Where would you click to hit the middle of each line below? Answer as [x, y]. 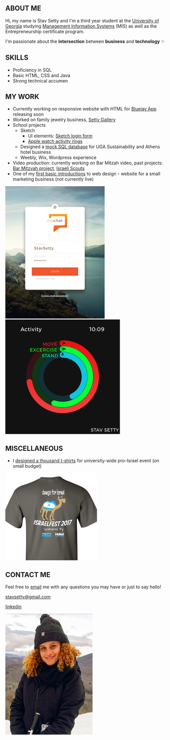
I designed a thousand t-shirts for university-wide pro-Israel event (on [86, 461]
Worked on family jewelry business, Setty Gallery [64, 120]
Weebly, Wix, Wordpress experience [58, 158]
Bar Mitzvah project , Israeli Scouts [49, 168]
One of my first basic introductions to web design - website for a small [86, 174]
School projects [29, 125]
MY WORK [22, 97]
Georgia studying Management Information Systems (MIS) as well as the [81, 26]
